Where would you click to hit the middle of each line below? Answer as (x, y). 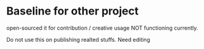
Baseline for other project (73, 11)
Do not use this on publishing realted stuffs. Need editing (78, 39)
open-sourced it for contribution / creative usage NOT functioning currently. (102, 28)
